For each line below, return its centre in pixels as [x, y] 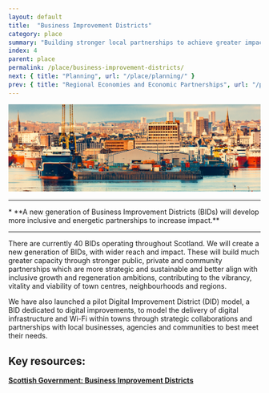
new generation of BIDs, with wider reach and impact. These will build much [134, 252]
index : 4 [23, 51]
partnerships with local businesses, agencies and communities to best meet [133, 327]
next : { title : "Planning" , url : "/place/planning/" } [102, 76]
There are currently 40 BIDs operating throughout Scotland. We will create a [134, 244]
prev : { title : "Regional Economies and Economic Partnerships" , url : [128, 84]
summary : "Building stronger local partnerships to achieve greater [125, 43]
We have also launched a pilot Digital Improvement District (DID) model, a [129, 302]
